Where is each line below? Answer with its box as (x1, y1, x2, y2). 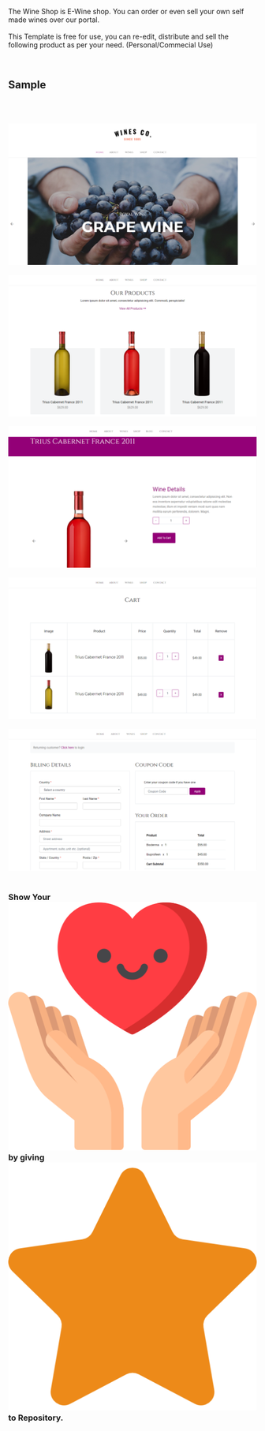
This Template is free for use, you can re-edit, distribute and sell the (8, 32, 229, 41)
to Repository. (8, 1412, 64, 1423)
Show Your (8, 891, 51, 902)
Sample (8, 78, 47, 92)
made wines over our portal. (8, 15, 100, 24)
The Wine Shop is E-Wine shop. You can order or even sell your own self (8, 7, 244, 16)
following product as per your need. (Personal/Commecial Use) (8, 40, 214, 50)
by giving (8, 1152, 45, 1163)
